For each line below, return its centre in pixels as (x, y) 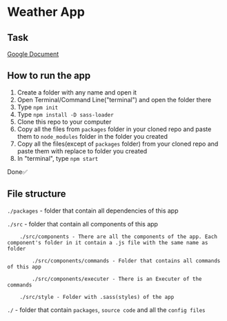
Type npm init (38, 107)
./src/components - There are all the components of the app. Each (118, 236)
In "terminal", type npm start (58, 158)
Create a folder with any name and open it (77, 92)
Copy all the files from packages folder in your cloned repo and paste (114, 129)
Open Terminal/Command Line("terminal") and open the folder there (114, 99)
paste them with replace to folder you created (82, 151)
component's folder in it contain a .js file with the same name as (108, 242)
